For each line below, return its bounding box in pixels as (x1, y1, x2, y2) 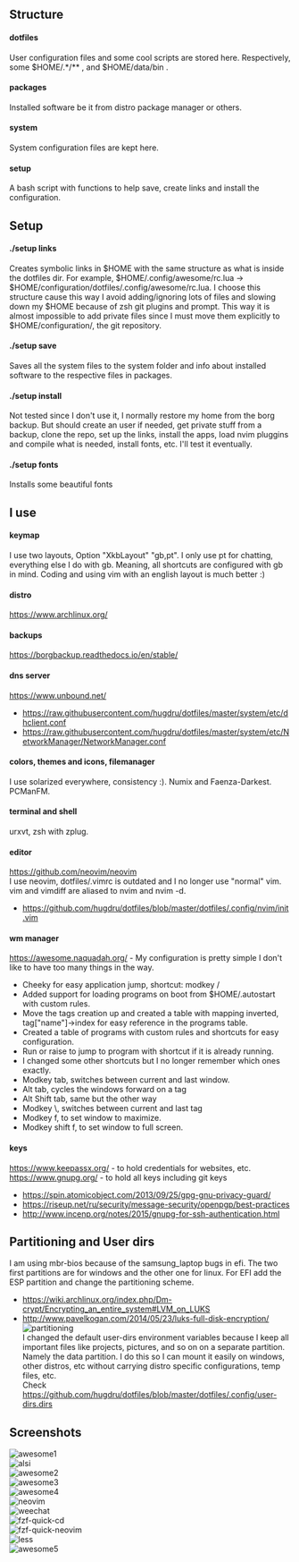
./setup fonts (9, 459, 59, 470)
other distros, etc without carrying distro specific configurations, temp (21, 1361, 281, 1371)
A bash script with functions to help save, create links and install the (9, 183, 261, 193)
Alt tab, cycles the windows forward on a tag (21, 1084, 187, 1095)
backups (9, 630, 43, 641)
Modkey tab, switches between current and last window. (21, 1074, 230, 1085)
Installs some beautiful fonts (9, 479, 113, 490)
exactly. (21, 1065, 52, 1076)
